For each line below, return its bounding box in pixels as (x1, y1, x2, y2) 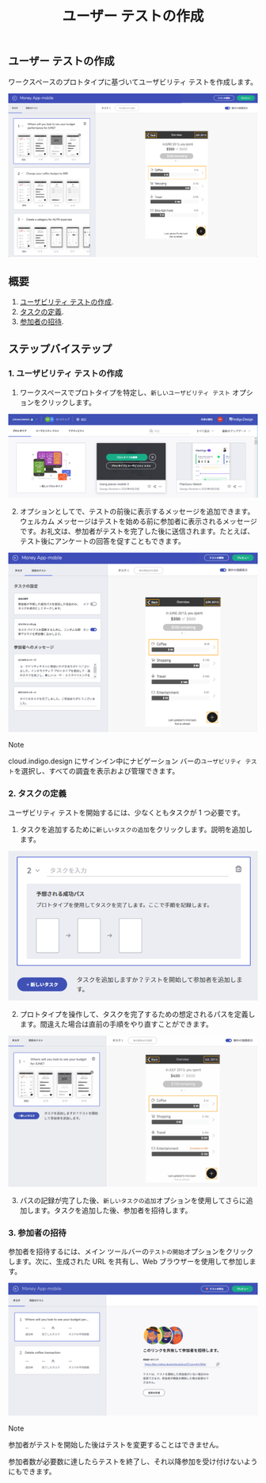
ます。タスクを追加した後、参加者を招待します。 (33, 1206, 192, 1215)
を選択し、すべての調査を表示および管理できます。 (13, 766, 180, 776)
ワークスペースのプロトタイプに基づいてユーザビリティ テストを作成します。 (8, 77, 257, 86)
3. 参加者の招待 (8, 1227, 67, 1238)
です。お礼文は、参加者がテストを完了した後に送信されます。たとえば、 (19, 526, 255, 536)
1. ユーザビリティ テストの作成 (8, 368, 123, 379)
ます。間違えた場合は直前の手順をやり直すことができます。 (19, 1019, 213, 1029)
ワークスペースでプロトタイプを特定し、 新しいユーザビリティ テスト (19, 388, 231, 397)
